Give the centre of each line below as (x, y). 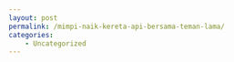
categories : (31, 35)
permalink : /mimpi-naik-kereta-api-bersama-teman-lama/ (117, 26)
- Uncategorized (56, 43)
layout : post (33, 18)
